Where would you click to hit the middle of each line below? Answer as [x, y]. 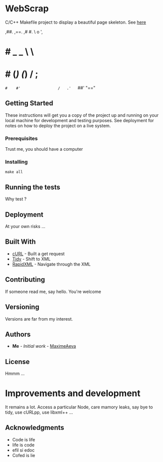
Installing [16, 162]
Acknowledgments [35, 428]
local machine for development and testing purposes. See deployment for [80, 120]
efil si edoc [23, 450]
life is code [23, 445]
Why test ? [16, 199]
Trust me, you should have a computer [44, 149]
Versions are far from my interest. [39, 319]
